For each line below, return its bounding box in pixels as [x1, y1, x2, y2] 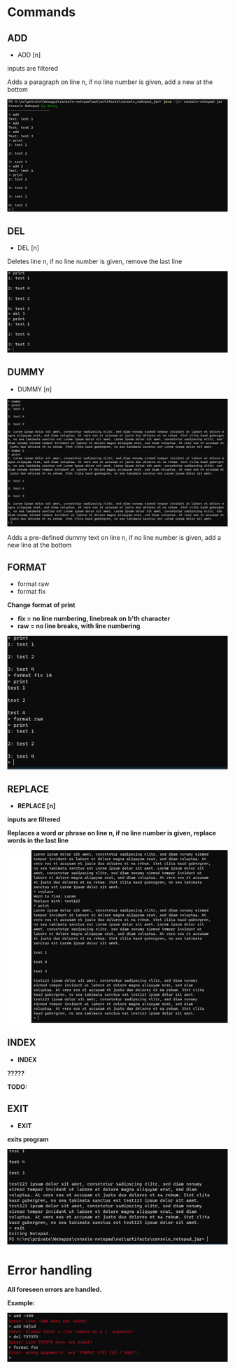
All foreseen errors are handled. [7, 1286, 102, 1294]
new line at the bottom [7, 541, 72, 550]
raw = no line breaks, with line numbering [17, 622, 141, 630]
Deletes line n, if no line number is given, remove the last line [7, 257, 183, 266]
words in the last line [7, 836, 69, 845]
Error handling [7, 1262, 92, 1278]
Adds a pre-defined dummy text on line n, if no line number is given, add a [7, 534, 222, 542]
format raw [17, 580, 50, 588]
